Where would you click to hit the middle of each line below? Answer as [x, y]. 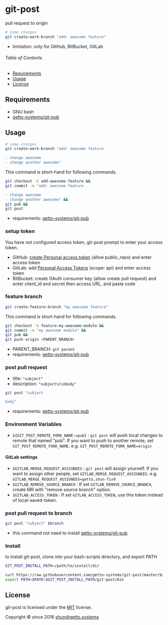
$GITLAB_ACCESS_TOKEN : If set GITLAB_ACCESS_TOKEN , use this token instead [87, 495]
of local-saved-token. [35, 500]
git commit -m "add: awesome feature [44, 186]
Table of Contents [24, 58]
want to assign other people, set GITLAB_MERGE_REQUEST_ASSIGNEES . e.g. [85, 474]
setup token [20, 231]
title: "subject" [28, 378]
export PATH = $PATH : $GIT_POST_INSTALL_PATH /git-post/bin [64, 580]
